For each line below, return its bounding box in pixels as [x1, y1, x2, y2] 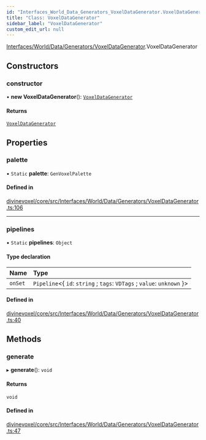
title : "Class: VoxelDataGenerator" [6, 15, 100, 21]
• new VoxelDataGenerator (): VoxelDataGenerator [6, 93, 133, 100]
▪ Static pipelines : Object [6, 239, 72, 246]
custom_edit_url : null [6, 26, 64, 33]
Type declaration [6, 253, 51, 260]
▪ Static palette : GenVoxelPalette [6, 169, 92, 177]
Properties [6, 137, 48, 148]
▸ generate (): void [6, 366, 53, 374]
